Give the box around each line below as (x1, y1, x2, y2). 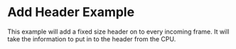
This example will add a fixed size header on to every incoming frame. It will (7, 27, 230, 36)
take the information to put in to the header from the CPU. (7, 34, 176, 43)
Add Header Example (7, 4, 135, 20)
